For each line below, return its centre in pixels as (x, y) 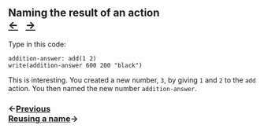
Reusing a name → (43, 119)
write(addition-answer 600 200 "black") (76, 65)
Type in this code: (37, 44)
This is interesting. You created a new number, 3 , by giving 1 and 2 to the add (132, 80)
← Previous (30, 108)
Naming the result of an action (84, 13)
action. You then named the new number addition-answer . (102, 88)
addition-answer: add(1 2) (52, 58)
